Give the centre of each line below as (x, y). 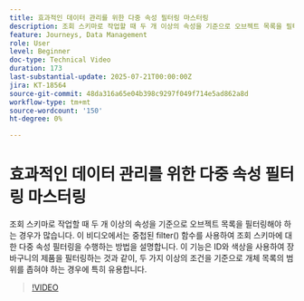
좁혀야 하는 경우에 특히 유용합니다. (86, 269)
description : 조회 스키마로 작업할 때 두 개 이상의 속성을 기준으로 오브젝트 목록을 (146, 26)
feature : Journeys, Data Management (78, 34)
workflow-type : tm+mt (50, 102)
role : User (30, 43)
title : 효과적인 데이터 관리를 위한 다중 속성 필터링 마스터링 (109, 18)
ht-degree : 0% (36, 119)
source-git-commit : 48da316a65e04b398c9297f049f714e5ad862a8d (129, 93)
